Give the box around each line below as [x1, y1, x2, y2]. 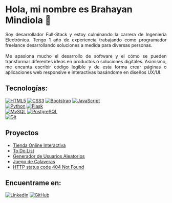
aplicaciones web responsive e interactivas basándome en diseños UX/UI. [5, 69, 162, 75]
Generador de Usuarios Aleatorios [12, 153, 85, 159]
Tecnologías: [5, 84, 48, 93]
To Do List [12, 147, 34, 154]
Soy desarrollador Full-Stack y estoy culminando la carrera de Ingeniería [5, 31, 167, 37]
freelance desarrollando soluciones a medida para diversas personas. [5, 42, 153, 48]
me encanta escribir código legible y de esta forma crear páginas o [5, 64, 167, 70]
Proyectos [5, 129, 39, 137]
